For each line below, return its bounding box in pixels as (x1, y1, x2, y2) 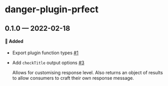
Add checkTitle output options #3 (12, 59, 85, 66)
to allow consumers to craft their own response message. (12, 75, 134, 81)
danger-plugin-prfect (5, 4, 99, 15)
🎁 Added (5, 38, 24, 45)
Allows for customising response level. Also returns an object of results (12, 69, 163, 75)
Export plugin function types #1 (12, 50, 79, 56)
